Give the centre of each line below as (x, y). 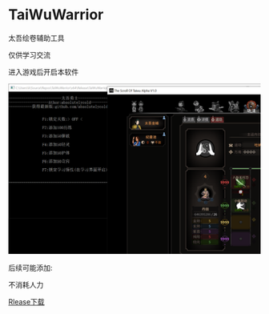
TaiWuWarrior (56, 15)
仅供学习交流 (29, 54)
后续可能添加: (31, 268)
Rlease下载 (27, 302)
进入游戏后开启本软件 (43, 72)
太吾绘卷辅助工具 (36, 38)
